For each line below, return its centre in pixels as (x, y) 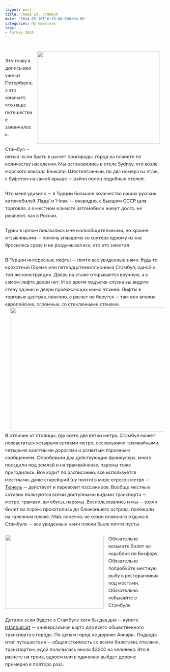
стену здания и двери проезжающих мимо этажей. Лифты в (73, 289)
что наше (15, 105)
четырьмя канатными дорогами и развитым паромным (68, 450)
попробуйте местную (133, 568)
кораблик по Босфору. (133, 553)
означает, (16, 97)
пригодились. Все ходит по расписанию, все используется (71, 472)
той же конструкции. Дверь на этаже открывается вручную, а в (77, 275)
